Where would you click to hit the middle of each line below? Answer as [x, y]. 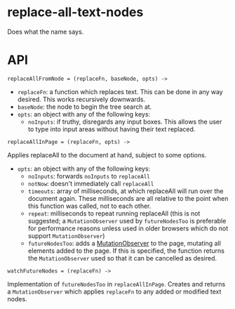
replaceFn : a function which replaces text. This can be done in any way [120, 91]
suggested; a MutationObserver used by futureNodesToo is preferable [127, 221]
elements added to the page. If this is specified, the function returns [126, 251]
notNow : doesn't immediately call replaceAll [91, 183]
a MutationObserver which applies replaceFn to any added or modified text [114, 291]
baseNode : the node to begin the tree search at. [85, 107]
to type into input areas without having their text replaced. [112, 129]
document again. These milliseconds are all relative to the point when [128, 198]
